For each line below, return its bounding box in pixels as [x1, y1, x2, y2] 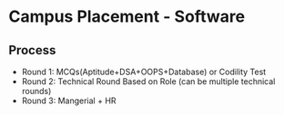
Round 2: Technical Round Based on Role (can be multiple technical [21, 76, 276, 87]
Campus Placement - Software [8, 6, 246, 27]
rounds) [21, 86, 52, 96]
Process [8, 43, 56, 58]
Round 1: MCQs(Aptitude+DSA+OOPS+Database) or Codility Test [21, 66, 267, 77]
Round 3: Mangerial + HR [21, 95, 117, 106]
